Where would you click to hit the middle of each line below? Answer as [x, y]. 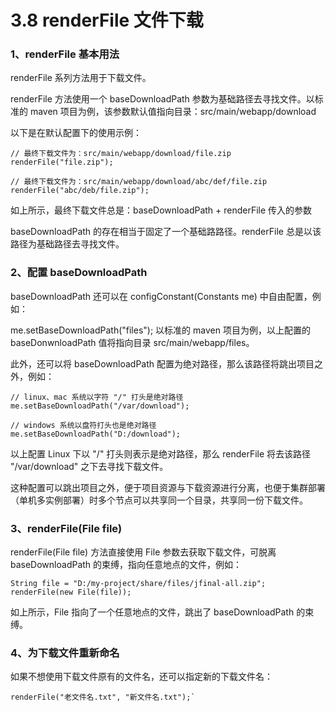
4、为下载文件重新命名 [65, 653]
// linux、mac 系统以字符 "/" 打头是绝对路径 [97, 397]
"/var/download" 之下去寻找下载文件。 [89, 466]
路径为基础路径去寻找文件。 [67, 244]
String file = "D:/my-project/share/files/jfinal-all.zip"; [138, 584]
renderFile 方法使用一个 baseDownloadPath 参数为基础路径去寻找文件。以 [162, 99]
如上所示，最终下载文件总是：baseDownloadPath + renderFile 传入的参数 [161, 210]
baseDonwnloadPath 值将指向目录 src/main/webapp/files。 [132, 342]
